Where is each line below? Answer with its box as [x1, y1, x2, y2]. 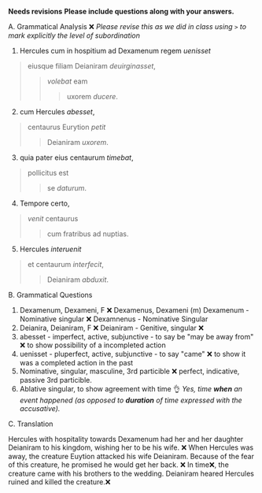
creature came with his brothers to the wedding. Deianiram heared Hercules [8, 469, 254, 478]
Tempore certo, [19, 198, 70, 208]
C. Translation [8, 419, 54, 428]
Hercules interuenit [19, 244, 82, 254]
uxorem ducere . [66, 92, 118, 101]
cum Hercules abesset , [19, 107, 95, 117]
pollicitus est [27, 169, 69, 177]
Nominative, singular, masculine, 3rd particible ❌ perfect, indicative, [19, 366, 240, 376]
